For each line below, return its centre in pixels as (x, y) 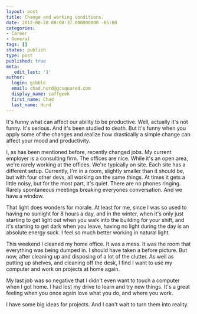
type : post (19, 55)
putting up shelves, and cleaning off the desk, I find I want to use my (89, 263)
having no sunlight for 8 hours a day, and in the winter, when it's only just (95, 214)
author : (16, 77)
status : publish (26, 50)
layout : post (22, 12)
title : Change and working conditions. (55, 17)
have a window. (25, 196)
